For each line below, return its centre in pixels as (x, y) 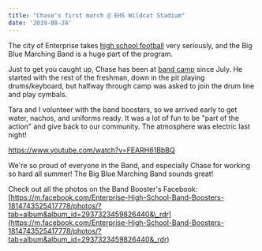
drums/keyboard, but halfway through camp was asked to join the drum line (131, 86)
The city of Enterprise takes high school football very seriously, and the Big (130, 45)
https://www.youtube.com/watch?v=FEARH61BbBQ (92, 150)
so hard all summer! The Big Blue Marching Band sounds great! (111, 174)
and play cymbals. (38, 94)
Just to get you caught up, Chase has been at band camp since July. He (125, 69)
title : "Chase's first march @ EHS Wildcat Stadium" (97, 15)
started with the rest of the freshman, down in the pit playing (107, 77)
